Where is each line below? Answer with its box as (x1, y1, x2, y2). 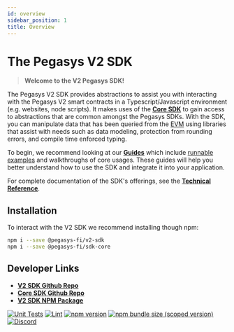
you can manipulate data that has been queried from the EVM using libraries (7, 120, 227, 128)
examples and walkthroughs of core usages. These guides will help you (7, 155, 214, 165)
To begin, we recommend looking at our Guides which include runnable (7, 148, 214, 157)
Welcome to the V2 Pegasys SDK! (24, 76, 124, 85)
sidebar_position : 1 (7, 17, 68, 24)
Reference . (7, 184, 41, 193)
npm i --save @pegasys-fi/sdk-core (7, 243, 111, 250)
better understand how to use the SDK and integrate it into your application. (7, 163, 225, 172)
